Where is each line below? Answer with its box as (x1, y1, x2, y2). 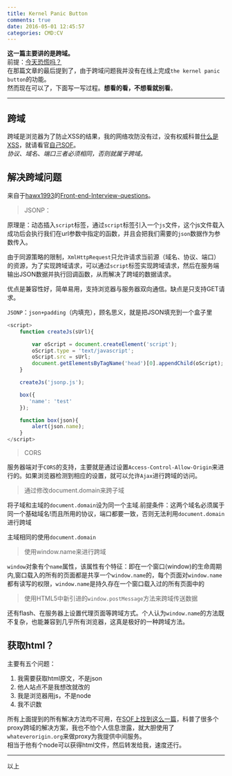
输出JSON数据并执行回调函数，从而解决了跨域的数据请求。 (7, 270, 175, 278)
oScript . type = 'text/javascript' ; (32, 347, 135, 354)
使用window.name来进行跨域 (23, 548, 106, 555)
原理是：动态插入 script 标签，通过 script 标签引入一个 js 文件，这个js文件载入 (7, 221, 225, 229)
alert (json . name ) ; (32, 423, 85, 430)
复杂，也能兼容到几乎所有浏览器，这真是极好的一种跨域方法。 (12, 618, 188, 626)
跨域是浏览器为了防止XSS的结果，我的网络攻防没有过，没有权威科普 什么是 (7, 132, 219, 140)
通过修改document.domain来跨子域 (23, 486, 125, 495)
